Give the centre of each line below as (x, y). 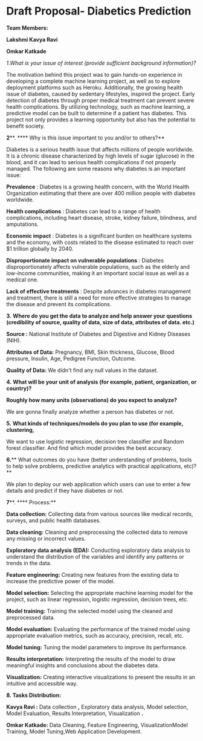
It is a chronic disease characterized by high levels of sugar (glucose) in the (100, 156)
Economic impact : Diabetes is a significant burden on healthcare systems (99, 236)
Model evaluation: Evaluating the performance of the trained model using (98, 629)
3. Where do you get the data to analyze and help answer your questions (99, 316)
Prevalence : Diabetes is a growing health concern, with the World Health (98, 187)
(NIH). (14, 340)
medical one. (22, 280)
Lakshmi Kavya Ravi (32, 39)
